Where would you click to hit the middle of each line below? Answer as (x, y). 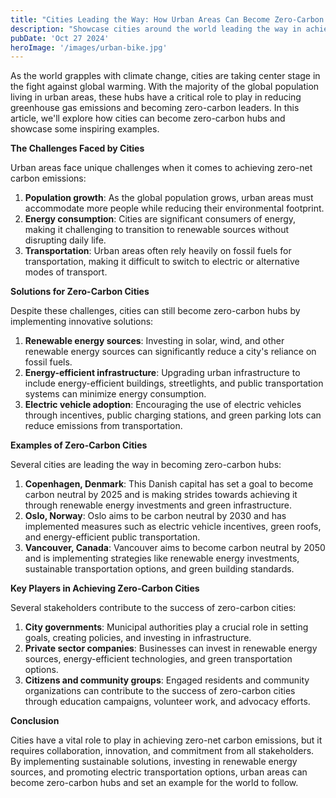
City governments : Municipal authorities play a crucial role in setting (166, 627)
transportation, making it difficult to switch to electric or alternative (162, 262)
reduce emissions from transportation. (103, 426)
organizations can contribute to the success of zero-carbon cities (160, 691)
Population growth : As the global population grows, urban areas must (169, 198)
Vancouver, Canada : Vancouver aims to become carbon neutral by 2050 (175, 548)
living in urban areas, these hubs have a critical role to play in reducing (156, 97)
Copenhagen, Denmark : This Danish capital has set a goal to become (169, 484)
